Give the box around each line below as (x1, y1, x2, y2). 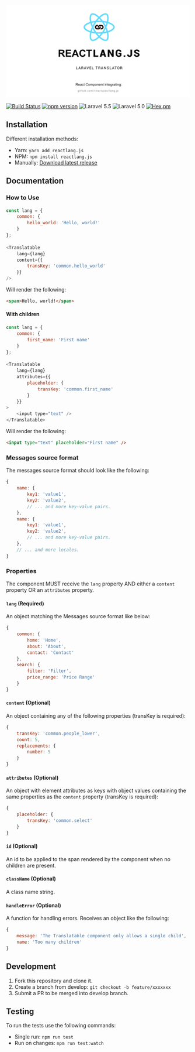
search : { (16, 662, 41, 668)
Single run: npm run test (14, 1033, 74, 1040)
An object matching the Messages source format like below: (6, 613, 151, 620)
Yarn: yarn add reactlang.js (14, 146, 84, 153)
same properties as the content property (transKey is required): (6, 793, 159, 800)
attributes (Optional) (6, 774, 59, 781)
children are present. (6, 862, 57, 869)
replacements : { (16, 743, 57, 749)
